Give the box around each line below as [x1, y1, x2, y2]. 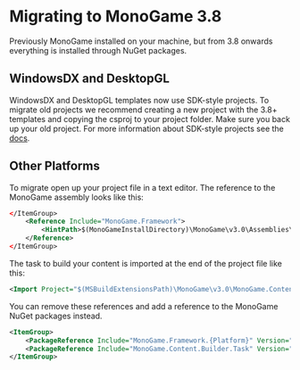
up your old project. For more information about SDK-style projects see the [9, 123, 284, 134]
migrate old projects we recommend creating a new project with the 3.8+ [9, 104, 278, 115]
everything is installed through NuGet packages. [9, 45, 187, 55]
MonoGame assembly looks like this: [9, 192, 145, 202]
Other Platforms [9, 159, 100, 174]
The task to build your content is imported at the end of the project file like [9, 258, 283, 268]
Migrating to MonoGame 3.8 [9, 6, 222, 27]
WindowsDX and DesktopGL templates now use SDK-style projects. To [9, 95, 270, 105]
